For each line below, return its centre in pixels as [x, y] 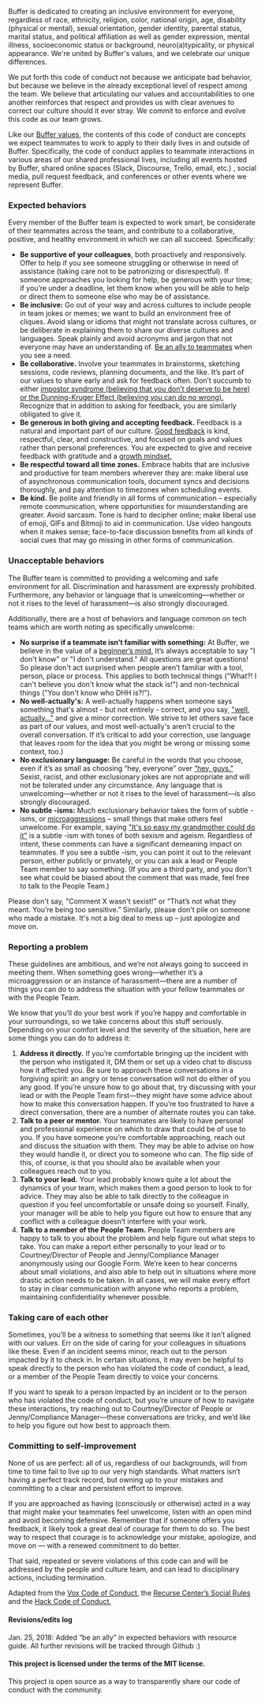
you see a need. [46, 356]
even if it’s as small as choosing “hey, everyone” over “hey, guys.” [127, 768]
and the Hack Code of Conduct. [60, 1602]
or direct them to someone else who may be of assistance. [115, 296]
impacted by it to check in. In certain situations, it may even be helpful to [126, 1360]
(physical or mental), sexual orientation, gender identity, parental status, [125, 28]
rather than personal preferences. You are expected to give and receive [136, 448]
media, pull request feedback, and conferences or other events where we [127, 176]
